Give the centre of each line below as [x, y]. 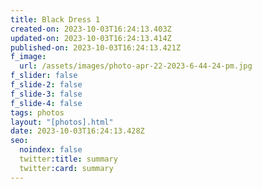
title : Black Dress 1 [55, 19]
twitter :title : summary [68, 159]
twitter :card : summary [66, 168]
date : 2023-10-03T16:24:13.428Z [77, 131]
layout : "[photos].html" [62, 122]
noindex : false [51, 150]
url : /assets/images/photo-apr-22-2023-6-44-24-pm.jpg [136, 66]
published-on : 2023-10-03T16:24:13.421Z [96, 47]
